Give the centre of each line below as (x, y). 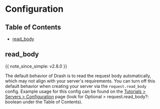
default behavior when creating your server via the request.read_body (76, 86)
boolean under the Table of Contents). (44, 102)
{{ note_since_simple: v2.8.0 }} (36, 66)
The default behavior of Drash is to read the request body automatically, (78, 76)
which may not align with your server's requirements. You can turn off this (80, 81)
